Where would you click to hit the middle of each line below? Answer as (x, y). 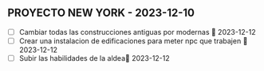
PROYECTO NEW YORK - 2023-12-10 (101, 13)
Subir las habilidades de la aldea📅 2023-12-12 (95, 58)
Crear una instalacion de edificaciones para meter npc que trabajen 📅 (133, 41)
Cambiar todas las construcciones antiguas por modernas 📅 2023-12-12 (137, 32)
